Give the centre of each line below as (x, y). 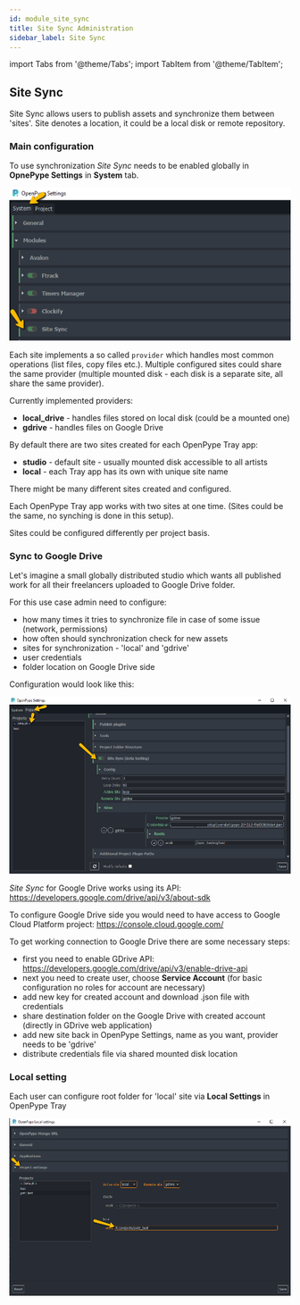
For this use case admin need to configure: (88, 602)
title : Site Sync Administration (71, 28)
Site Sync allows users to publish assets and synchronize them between (142, 114)
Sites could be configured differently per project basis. (109, 533)
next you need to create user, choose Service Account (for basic (142, 978)
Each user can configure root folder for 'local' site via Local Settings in (140, 1096)
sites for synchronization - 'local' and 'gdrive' (106, 648)
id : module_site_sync (50, 19)
